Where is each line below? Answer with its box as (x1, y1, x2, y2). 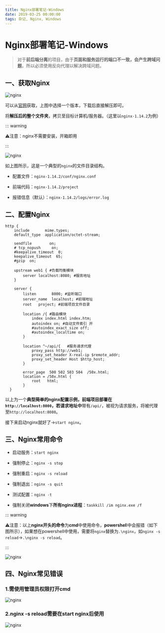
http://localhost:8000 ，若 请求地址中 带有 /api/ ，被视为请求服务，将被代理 (5, 402, 158, 409)
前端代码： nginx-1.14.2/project (12, 184, 79, 190)
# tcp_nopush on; (14, 245, 58, 250)
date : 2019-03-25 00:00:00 (5, 12, 61, 17)
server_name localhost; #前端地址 (23, 297, 93, 302)
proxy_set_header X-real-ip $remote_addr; (31, 352, 121, 357)
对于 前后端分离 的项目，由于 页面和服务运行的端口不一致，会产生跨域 (17, 56, 156, 62)
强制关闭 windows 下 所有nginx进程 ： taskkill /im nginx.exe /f (12, 502, 142, 508)
